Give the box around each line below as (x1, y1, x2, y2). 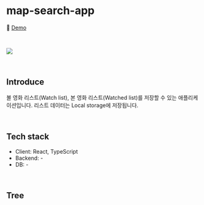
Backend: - (15, 154, 43, 162)
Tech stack (6, 132, 49, 142)
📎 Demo (6, 24, 27, 31)
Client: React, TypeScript (15, 147, 78, 155)
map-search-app (6, 4, 95, 18)
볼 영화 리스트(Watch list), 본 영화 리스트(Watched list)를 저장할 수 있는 (6, 94, 177, 101)
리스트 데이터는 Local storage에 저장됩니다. (34, 102, 139, 109)
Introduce (6, 77, 45, 88)
